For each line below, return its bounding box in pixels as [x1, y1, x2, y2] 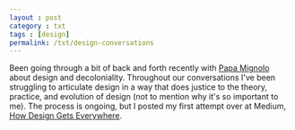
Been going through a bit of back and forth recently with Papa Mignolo [9, 63, 270, 74]
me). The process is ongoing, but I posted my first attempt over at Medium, [9, 100, 287, 112]
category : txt [9, 22, 66, 30]
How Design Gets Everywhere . [9, 110, 123, 121]
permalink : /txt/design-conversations [9, 38, 154, 48]
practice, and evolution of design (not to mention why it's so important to [9, 91, 279, 102]
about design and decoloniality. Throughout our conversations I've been [9, 73, 276, 83]
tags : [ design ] [9, 30, 70, 39]
